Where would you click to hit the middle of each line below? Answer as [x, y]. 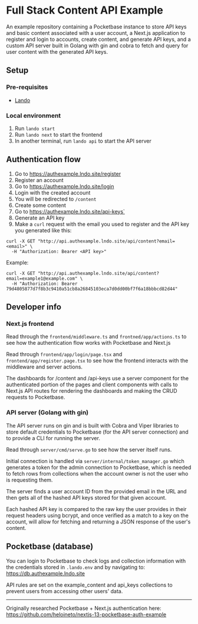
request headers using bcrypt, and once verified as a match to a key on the [98, 515]
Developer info [34, 307]
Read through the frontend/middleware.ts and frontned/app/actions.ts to [96, 337]
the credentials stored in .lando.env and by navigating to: [76, 567]
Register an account [39, 180]
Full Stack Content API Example [85, 10]
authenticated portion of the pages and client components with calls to [92, 384]
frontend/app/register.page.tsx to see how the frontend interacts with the [97, 361]
